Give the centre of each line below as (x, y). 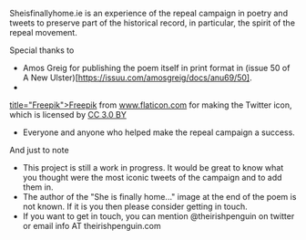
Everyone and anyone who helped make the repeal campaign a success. (159, 132)
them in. (38, 187)
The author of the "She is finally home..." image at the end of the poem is (159, 197)
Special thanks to (42, 50)
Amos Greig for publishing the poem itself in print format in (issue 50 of (156, 68)
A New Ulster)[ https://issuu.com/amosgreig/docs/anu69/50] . (137, 78)
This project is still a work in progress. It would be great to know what (153, 167)
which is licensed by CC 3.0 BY (68, 115)
